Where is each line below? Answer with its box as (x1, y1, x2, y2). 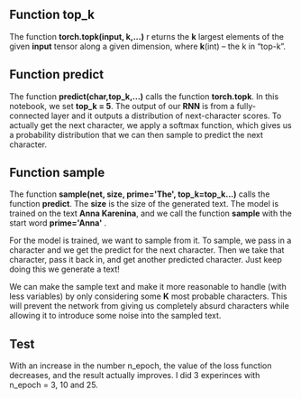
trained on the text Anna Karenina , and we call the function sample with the (9, 208, 293, 219)
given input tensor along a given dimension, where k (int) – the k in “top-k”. (9, 41, 287, 51)
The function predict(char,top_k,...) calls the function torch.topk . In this (9, 90, 279, 102)
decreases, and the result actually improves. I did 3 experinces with (9, 370, 260, 381)
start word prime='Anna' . (9, 218, 107, 228)
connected (9, 110, 50, 121)
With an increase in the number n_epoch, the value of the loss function (9, 360, 272, 371)
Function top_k (9, 7, 95, 23)
